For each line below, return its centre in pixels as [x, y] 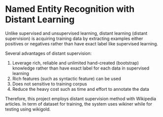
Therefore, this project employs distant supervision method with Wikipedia [81, 98]
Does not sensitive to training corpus [49, 84]
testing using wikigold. [28, 109]
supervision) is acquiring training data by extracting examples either [74, 39]
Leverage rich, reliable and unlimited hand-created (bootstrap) [76, 63]
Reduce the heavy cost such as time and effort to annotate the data [81, 89]
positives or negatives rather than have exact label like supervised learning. [82, 43]
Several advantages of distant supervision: [49, 53]
